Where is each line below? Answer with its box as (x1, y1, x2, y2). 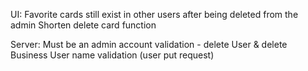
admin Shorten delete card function (10, 19, 157, 31)
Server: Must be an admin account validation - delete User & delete (10, 39, 288, 50)
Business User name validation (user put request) (10, 49, 215, 61)
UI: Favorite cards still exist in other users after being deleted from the (10, 9, 299, 20)
